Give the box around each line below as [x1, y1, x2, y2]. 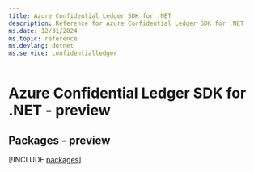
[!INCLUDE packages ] [8, 155, 82, 164]
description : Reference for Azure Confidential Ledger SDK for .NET [8, 19, 244, 27]
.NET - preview [8, 102, 111, 120]
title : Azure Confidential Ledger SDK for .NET [8, 11, 172, 20]
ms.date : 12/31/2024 [8, 27, 78, 35]
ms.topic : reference [8, 34, 78, 43]
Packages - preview [8, 133, 111, 147]
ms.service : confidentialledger [8, 49, 117, 57]
